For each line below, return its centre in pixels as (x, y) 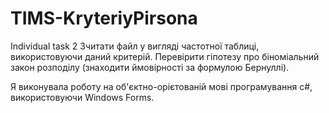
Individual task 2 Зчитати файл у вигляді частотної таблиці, (135, 46)
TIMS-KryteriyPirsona (104, 18)
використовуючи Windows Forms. (82, 97)
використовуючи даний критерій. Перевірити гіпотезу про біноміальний (165, 56)
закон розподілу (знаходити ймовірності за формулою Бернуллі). (150, 67)
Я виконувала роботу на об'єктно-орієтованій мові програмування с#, (161, 86)
